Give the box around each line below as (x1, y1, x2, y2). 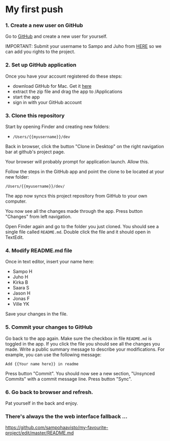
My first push (5, 4, 63, 15)
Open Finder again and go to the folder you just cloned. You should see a (5, 224, 159, 230)
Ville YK (12, 301, 30, 307)
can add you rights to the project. (5, 48, 76, 55)
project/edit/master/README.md (5, 430, 74, 436)
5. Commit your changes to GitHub (5, 324, 93, 331)
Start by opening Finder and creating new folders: (5, 124, 110, 130)
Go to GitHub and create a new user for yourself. (5, 33, 108, 39)
